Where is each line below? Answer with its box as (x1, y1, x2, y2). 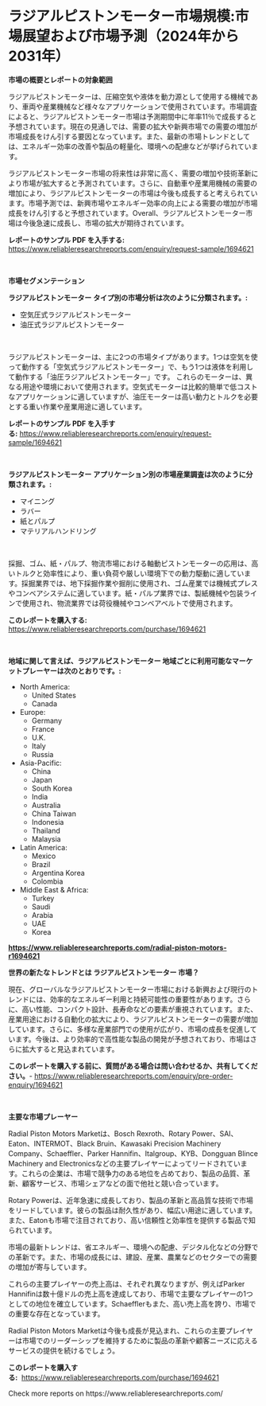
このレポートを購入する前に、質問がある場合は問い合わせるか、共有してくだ (8, 1060, 258, 1071)
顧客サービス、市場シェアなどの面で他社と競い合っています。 (21, 1178, 223, 1188)
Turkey (31, 893, 55, 903)
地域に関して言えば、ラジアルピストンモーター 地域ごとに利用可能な (8, 656, 233, 666)
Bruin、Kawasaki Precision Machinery (96, 1138, 222, 1148)
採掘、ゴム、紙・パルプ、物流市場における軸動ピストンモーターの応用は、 (8, 558, 252, 568)
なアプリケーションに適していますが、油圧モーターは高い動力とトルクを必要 (8, 392, 259, 401)
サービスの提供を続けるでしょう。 (8, 1345, 120, 1355)
